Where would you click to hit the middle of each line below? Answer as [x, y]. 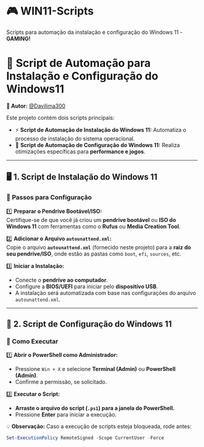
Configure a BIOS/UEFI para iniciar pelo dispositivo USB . [87, 286]
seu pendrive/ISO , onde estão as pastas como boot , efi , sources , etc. [94, 254]
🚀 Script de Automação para [78, 63]
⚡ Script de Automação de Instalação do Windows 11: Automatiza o [100, 130]
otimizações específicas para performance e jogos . [80, 151]
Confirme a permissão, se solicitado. [61, 382]
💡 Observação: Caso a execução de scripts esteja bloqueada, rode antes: [99, 426]
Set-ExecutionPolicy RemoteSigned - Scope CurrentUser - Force [85, 438]
